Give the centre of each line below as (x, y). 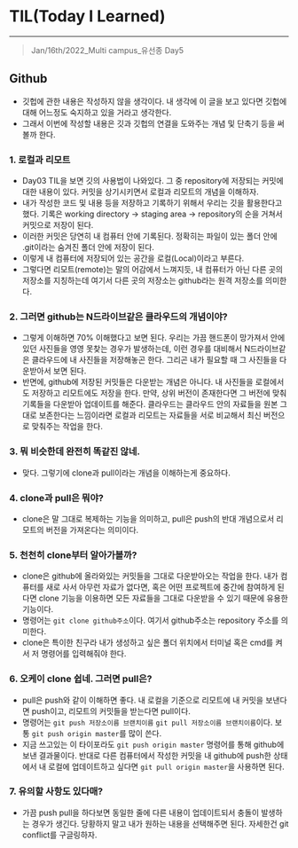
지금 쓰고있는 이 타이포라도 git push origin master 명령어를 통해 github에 (153, 744)
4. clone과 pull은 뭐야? (56, 498)
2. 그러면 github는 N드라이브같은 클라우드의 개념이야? (118, 317)
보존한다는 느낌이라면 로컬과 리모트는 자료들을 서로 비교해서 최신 (150, 415)
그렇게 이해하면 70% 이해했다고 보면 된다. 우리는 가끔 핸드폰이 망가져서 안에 (153, 338)
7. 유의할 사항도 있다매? (56, 791)
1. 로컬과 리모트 (40, 160)
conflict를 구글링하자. (59, 835)
